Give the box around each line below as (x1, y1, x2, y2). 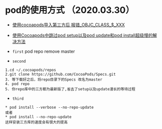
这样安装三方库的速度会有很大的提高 (5, 120, 68, 125)
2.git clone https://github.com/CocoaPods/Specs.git (5, 72, 116, 77)
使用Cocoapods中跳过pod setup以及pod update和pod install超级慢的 (12, 32, 153, 38)
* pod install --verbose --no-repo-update (5, 105, 94, 110)
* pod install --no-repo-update (5, 114, 72, 119)
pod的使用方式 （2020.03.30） (5, 4, 134, 16)
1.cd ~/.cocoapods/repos (5, 67, 56, 72)
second (12, 59, 26, 64)
